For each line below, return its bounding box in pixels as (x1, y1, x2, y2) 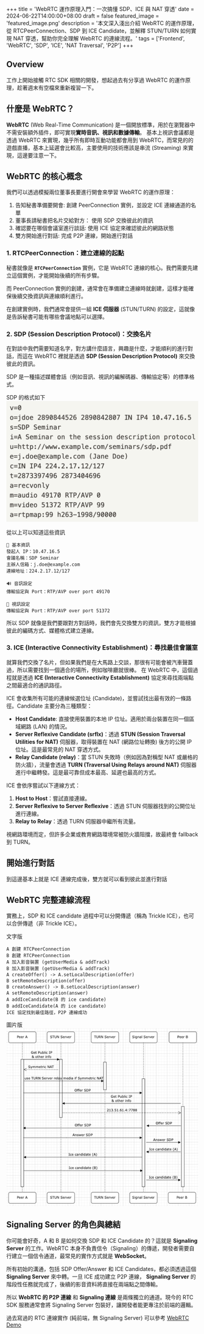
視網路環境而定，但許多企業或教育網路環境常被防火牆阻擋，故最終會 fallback (6, 831, 199, 838)
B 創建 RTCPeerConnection (6, 953, 70, 959)
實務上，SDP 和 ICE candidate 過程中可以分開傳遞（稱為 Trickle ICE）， (6, 912, 184, 919)
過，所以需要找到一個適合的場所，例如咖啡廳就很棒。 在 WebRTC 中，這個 (6, 666, 193, 673)
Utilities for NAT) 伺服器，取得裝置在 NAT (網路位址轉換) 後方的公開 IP (15, 738, 192, 745)
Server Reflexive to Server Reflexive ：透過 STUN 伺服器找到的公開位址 (15, 802, 196, 809)
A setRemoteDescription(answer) (6, 990, 88, 996)
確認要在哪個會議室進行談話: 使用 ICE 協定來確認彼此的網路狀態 (15, 224, 175, 232)
